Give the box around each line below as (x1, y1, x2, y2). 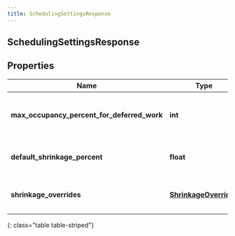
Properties (7, 60, 55, 72)
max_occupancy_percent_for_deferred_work (10, 110, 163, 120)
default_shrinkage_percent (10, 152, 103, 162)
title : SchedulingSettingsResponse (7, 10, 111, 18)
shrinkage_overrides (10, 190, 82, 200)
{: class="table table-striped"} (7, 221, 94, 229)
